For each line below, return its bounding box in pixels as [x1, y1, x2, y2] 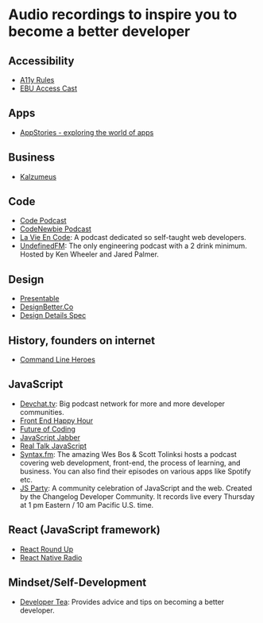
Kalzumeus [19, 172, 57, 181]
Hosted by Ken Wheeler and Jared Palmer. [19, 250, 159, 259]
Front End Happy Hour [19, 416, 94, 425]
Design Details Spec [19, 311, 87, 320]
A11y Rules [19, 75, 55, 84]
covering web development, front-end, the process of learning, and [19, 458, 241, 467]
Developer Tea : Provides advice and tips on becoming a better [19, 597, 225, 606]
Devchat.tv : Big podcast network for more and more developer [19, 399, 225, 408]
